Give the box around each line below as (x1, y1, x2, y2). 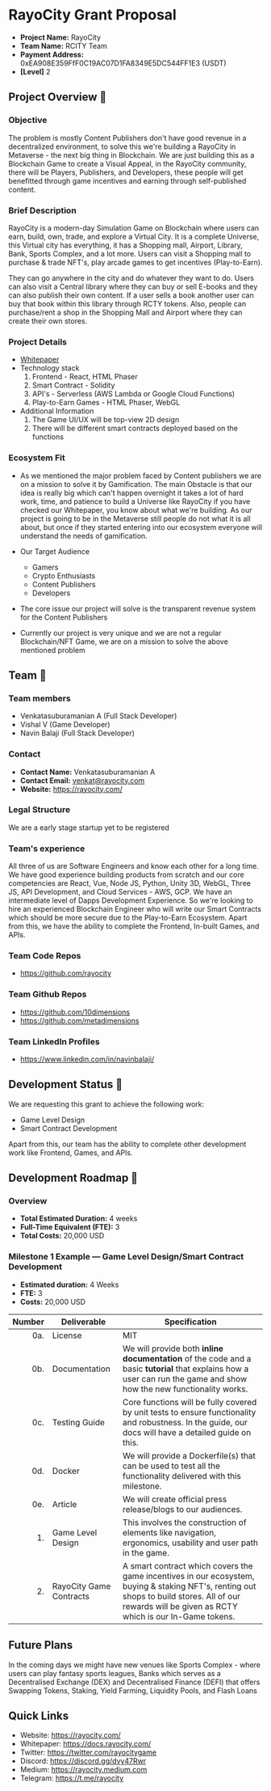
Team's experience (8, 843, 85, 854)
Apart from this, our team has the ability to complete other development (8, 1139, 247, 1149)
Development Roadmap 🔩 (8, 1171, 139, 1185)
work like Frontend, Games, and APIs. (8, 1147, 133, 1158)
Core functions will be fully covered (122, 1396, 257, 1408)
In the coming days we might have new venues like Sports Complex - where (8, 1660, 261, 1670)
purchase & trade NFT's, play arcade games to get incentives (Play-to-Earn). (8, 257, 263, 267)
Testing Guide (52, 1416, 105, 1428)
